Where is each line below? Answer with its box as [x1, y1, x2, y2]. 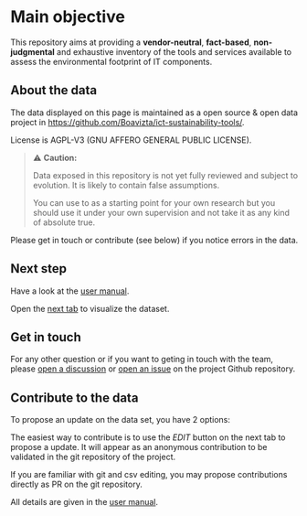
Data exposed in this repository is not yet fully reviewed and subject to [32, 169, 299, 180]
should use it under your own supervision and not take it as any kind [32, 207, 291, 218]
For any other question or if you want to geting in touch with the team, [10, 354, 273, 365]
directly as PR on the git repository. [10, 478, 143, 490]
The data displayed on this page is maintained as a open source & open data [10, 107, 299, 118]
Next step [10, 261, 68, 276]
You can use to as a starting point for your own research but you [32, 197, 276, 208]
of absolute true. [32, 217, 96, 228]
